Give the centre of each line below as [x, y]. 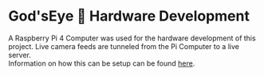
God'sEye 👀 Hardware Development [129, 16]
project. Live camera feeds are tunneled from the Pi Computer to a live [124, 46]
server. [20, 55]
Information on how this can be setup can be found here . [102, 63]
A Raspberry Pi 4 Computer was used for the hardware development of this [132, 38]
